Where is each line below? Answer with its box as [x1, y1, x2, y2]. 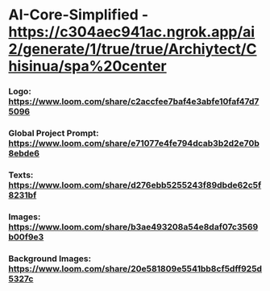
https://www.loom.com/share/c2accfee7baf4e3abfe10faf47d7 [8, 96, 260, 107]
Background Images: [8, 252, 91, 264]
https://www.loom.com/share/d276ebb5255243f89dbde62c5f [8, 179, 262, 190]
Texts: [8, 169, 34, 181]
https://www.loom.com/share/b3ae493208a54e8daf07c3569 [8, 221, 259, 232]
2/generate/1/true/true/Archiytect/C [8, 40, 257, 58]
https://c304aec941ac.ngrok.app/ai [8, 23, 255, 41]
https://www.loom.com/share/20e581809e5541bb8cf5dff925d [8, 263, 263, 274]
